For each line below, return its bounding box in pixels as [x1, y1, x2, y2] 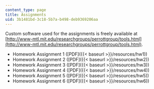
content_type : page [5, 7, 46, 13]
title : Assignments [5, 12, 46, 17]
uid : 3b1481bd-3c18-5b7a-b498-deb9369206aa [5, 17, 98, 22]
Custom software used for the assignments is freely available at [5, 31, 138, 37]
